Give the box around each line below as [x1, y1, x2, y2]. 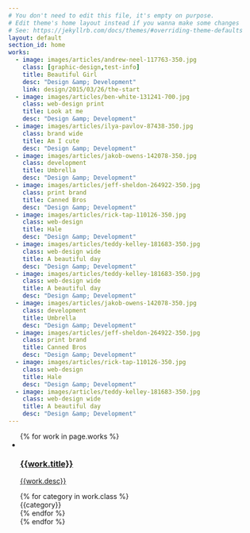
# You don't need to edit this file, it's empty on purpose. [8, 11, 215, 20]
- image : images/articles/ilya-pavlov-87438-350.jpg [15, 122, 194, 130]
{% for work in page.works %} [19, 431, 120, 441]
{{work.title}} [19, 458, 74, 469]
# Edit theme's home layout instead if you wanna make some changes [8, 19, 240, 27]
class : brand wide [22, 129, 83, 137]
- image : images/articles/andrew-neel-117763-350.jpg [15, 56, 197, 64]
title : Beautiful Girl [22, 71, 98, 79]
